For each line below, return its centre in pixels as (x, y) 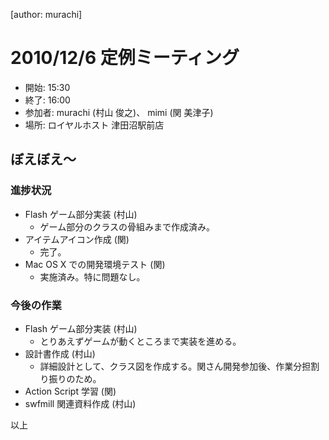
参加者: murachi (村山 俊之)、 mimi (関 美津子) (119, 112)
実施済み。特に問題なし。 (92, 276)
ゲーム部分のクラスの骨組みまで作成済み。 (127, 226)
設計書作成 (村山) (60, 353)
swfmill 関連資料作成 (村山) (80, 403)
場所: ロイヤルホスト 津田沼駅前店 (94, 125)
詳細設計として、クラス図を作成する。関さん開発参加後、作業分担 (175, 366)
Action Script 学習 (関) (70, 391)
